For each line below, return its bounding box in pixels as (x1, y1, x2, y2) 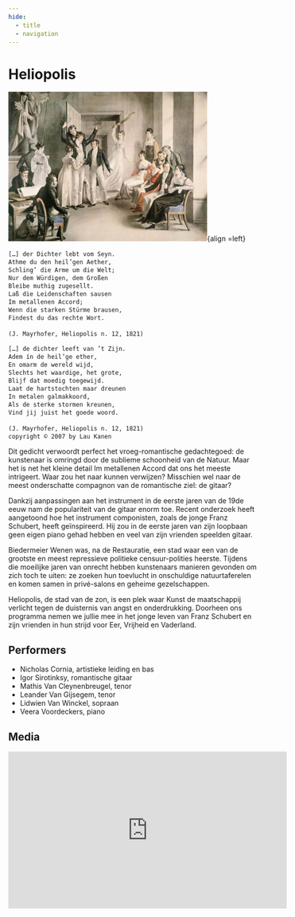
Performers (8, 643, 67, 657)
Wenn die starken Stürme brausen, (8, 306, 123, 314)
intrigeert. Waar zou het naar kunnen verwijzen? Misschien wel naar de (8, 472, 241, 482)
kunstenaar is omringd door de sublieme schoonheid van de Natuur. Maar (8, 455, 250, 465)
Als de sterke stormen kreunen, (8, 401, 115, 409)
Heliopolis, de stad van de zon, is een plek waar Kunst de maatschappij (8, 595, 241, 604)
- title (15, 21, 41, 30)
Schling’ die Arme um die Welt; (8, 266, 115, 274)
